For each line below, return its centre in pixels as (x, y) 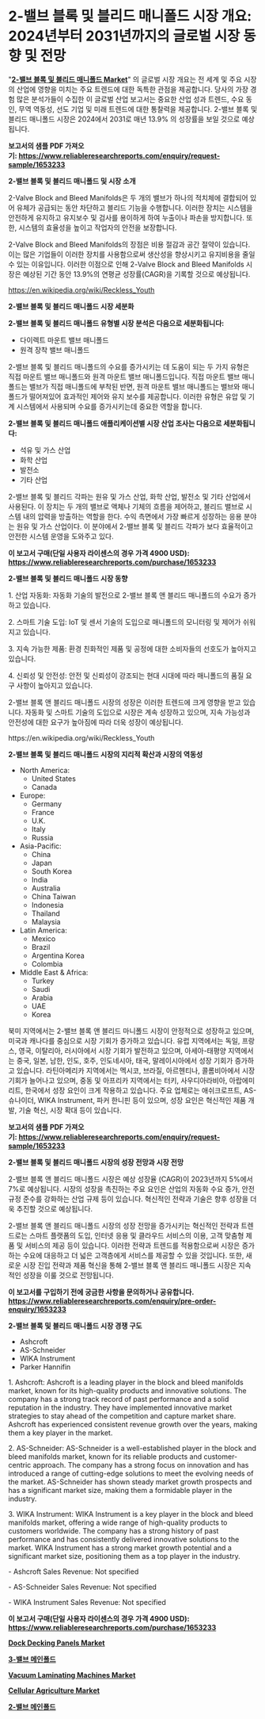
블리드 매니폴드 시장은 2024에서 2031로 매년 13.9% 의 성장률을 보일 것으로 (124, 119)
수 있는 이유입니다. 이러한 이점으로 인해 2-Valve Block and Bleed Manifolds (126, 264)
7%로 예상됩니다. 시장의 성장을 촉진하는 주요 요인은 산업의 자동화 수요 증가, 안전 (132, 1189)
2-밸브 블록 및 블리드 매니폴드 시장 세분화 (71, 306)
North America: (44, 770)
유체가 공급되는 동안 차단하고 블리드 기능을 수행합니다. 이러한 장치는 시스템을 (134, 208)
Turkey (43, 981)
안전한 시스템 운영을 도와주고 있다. (61, 536)
